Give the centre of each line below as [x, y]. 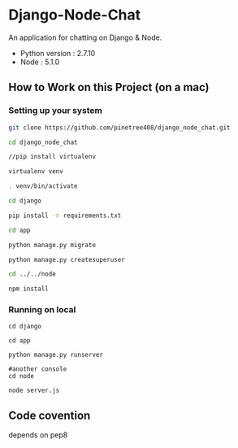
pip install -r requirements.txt [65, 215]
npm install [28, 289]
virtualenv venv [36, 172]
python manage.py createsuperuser [67, 259]
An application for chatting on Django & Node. [85, 37]
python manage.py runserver [56, 355]
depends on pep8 [38, 435]
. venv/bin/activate [43, 186]
